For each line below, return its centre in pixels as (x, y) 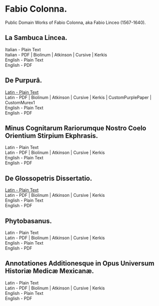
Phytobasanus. (29, 221)
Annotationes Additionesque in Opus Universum (80, 263)
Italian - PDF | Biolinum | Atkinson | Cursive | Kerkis (56, 55)
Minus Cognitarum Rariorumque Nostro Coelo (76, 128)
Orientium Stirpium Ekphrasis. (52, 136)
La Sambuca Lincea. (36, 38)
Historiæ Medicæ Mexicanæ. (50, 271)
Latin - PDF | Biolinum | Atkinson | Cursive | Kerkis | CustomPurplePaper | (78, 97)
